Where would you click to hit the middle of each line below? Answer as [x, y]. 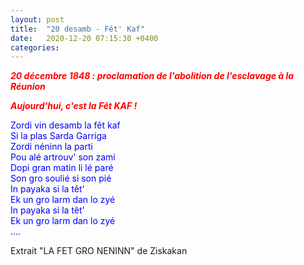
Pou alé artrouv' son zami [63, 157]
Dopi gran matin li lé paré [62, 168]
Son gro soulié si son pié [61, 178]
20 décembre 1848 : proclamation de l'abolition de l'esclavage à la [152, 76]
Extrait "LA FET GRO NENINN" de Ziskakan [99, 251]
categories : [35, 47]
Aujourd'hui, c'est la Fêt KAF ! [74, 106]
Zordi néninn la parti [51, 147]
